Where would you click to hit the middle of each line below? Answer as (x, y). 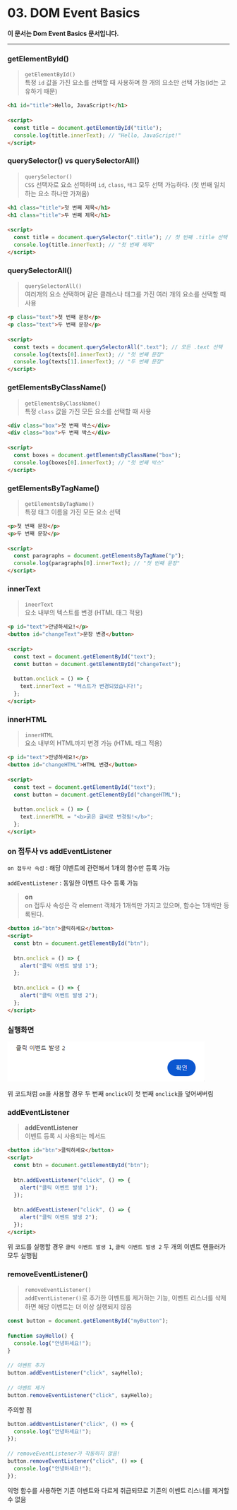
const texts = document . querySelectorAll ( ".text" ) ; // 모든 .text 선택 (118, 347)
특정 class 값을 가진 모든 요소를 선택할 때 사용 (88, 411)
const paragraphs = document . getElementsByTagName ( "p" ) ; (99, 556)
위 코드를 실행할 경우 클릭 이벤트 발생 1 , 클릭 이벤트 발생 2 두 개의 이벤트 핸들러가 (116, 1246)
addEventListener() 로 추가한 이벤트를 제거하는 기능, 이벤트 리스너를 (119, 1298)
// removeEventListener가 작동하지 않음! (64, 1454)
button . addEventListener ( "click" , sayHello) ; (75, 1373)
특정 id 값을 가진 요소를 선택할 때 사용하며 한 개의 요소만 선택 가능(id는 (122, 83)
